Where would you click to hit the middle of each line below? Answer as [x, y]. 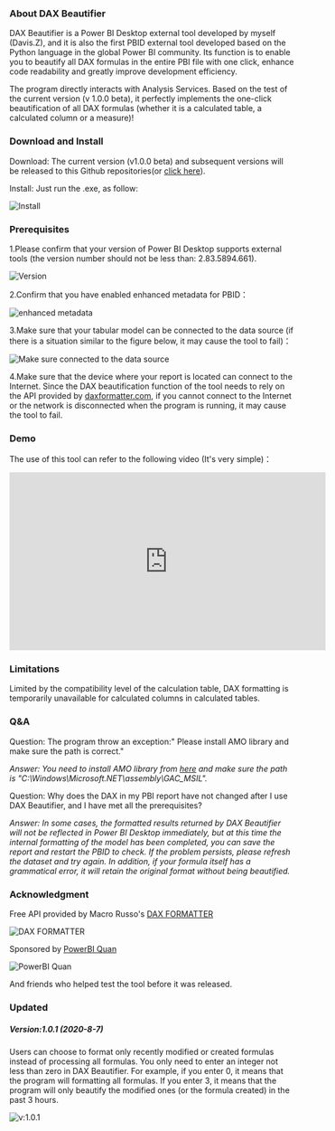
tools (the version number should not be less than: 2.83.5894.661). [133, 258]
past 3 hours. [34, 1099]
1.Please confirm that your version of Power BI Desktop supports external [146, 249]
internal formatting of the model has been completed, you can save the [142, 842]
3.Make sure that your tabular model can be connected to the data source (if [151, 330]
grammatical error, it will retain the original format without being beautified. [150, 871]
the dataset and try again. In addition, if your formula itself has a [130, 861]
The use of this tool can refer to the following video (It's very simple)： [141, 459]
